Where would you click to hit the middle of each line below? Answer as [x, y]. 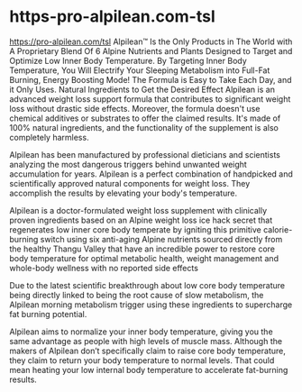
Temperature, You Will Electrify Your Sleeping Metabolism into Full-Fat [140, 70]
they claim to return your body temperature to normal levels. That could [142, 360]
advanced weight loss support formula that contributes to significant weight [150, 99]
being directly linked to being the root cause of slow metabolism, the [137, 295]
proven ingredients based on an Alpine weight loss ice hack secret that [141, 220]
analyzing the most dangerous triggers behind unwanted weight [128, 164]
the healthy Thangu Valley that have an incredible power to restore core [142, 249]
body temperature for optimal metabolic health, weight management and [144, 258]
